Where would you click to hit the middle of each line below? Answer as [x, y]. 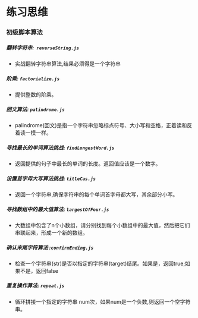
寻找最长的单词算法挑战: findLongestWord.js [60, 147]
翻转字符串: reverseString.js [43, 48]
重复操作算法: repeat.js [35, 285]
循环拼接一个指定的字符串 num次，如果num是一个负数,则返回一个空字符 [103, 301]
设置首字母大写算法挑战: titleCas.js [51, 178]
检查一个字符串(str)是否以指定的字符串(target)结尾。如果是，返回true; [100, 263]
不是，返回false [39, 270]
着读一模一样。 [33, 133]
